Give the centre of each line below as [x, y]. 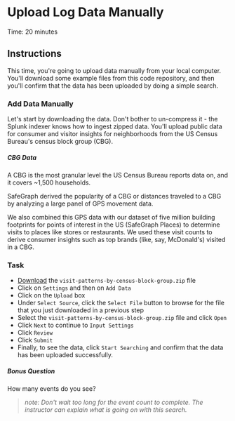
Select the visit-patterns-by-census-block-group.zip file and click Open [122, 318]
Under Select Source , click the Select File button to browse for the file [121, 303]
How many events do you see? [52, 389]
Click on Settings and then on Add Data [74, 288]
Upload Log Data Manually [86, 12]
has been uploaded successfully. [65, 355]
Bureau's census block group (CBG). [60, 142]
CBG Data [22, 157]
